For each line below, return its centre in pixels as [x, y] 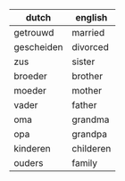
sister [83, 62]
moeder [30, 90]
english [92, 17]
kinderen [32, 148]
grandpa [89, 134]
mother [87, 90]
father [84, 105]
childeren [91, 148]
